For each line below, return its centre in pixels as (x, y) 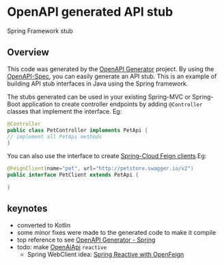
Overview (28, 52)
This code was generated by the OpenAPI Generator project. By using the (111, 68)
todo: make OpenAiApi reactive (62, 247)
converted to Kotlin (44, 225)
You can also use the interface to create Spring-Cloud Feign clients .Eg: (107, 156)
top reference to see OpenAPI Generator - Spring (86, 240)
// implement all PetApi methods (55, 137)
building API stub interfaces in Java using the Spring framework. (98, 84)
